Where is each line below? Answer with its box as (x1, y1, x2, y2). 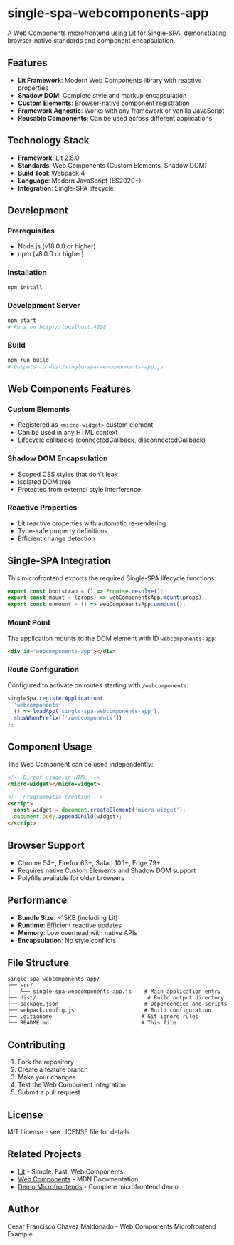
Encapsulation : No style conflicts (17, 936, 117, 944)
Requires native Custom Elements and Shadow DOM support (17, 866, 196, 874)
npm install (7, 283, 43, 291)
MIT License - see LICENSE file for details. (7, 1128, 132, 1136)
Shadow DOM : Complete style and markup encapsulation (17, 91, 187, 99)
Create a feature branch (17, 1065, 88, 1074)
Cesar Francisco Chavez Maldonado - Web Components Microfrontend (7, 1222, 216, 1231)
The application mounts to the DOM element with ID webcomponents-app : (7, 634, 217, 642)
